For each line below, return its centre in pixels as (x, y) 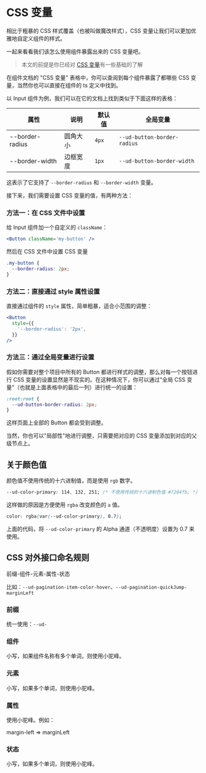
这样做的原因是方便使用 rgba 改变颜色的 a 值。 (65, 505)
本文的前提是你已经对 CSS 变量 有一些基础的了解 (82, 64)
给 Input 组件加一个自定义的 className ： (57, 227)
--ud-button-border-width (157, 161)
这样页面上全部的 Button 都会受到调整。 (57, 423)
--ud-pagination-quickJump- (151, 587)
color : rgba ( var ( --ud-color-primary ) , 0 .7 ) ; (64, 516)
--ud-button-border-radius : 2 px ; (55, 405)
